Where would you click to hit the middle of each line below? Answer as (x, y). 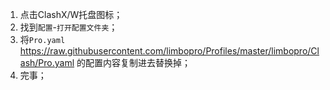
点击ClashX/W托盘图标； (71, 14)
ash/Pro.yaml (47, 62)
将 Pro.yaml (42, 39)
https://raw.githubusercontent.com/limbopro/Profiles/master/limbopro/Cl (169, 51)
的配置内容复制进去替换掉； (134, 62)
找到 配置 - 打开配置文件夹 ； (68, 27)
